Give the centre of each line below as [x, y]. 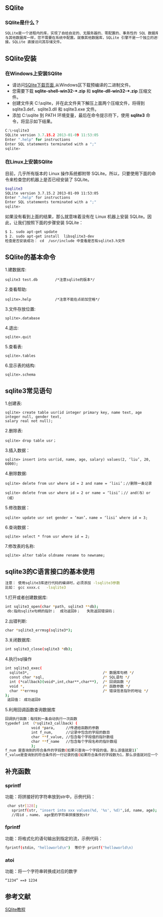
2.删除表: [14, 431]
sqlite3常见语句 [28, 391]
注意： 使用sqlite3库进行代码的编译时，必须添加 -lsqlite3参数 [63, 583]
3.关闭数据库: [18, 640]
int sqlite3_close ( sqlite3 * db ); [39, 649]
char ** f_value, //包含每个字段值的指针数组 [72, 737]
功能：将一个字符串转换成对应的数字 [41, 871]
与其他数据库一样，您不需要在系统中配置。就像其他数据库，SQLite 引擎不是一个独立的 [80, 38]
